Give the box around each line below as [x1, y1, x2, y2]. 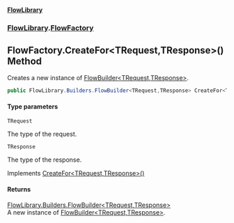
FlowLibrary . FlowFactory [7, 23, 94, 33]
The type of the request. [7, 130, 77, 139]
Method [7, 55, 42, 67]
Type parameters [7, 102, 58, 111]
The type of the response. [7, 155, 82, 164]
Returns [7, 185, 31, 193]
